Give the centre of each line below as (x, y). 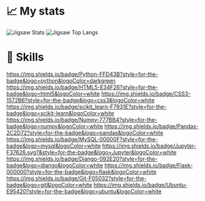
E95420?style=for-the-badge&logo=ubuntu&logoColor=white (84, 191)
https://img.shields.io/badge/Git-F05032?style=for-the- (76, 178)
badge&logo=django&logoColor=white (55, 165)
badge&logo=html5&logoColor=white (53, 93)
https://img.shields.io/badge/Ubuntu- (140, 184)
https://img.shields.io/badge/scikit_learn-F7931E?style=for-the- (87, 107)
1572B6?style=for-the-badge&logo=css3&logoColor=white (80, 100)
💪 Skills (25, 57)
